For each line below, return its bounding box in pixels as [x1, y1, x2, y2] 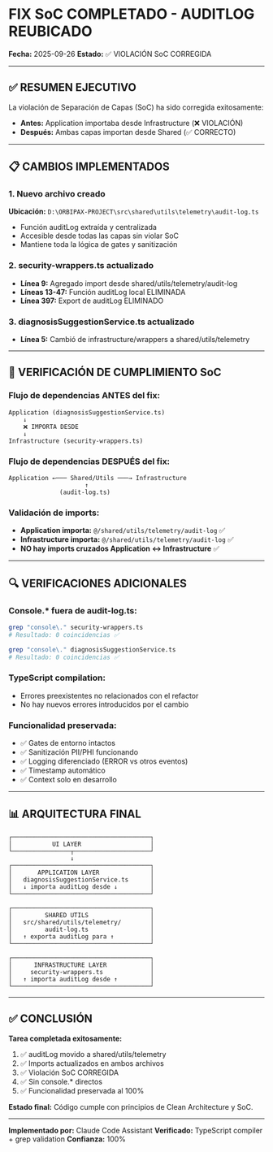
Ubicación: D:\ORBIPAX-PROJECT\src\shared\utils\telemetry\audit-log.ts [8, 206, 259, 216]
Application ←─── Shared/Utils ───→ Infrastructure [8, 474, 187, 483]
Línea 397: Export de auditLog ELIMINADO [19, 296, 164, 305]
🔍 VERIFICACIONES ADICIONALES [8, 576, 187, 590]
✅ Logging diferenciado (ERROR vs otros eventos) [19, 756, 188, 766]
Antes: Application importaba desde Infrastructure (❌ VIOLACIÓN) [19, 118, 244, 128]
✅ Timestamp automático [19, 765, 106, 776]
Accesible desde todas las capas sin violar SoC [19, 231, 180, 240]
